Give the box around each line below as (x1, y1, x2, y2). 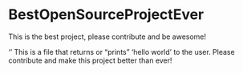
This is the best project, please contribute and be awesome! (8, 32, 207, 41)
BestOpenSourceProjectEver (8, 6, 205, 24)
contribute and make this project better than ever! (8, 56, 172, 65)
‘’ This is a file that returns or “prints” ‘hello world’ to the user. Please (8, 47, 235, 56)
